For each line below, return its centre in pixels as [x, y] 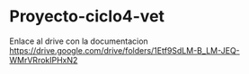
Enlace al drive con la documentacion [79, 41]
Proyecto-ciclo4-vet [87, 16]
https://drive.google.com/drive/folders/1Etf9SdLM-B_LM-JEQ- [124, 50]
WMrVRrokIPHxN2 [44, 60]
